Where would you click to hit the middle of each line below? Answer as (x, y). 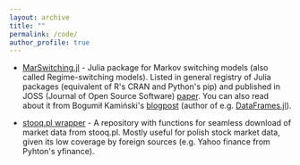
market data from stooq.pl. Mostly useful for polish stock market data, (151, 132)
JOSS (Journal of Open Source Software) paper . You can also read (146, 96)
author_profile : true (50, 42)
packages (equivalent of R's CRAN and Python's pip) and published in (151, 87)
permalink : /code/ (43, 34)
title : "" (28, 26)
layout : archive (39, 17)
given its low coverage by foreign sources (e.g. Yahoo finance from (146, 142)
